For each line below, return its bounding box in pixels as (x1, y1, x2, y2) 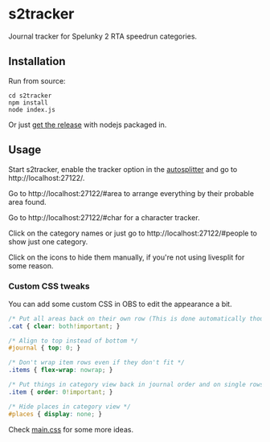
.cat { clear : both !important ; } (8, 322, 121, 330)
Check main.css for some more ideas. (8, 424, 134, 434)
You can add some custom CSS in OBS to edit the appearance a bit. (8, 299, 232, 309)
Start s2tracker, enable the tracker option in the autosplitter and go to (8, 164, 238, 174)
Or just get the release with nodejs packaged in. (8, 120, 167, 129)
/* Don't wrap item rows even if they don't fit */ (8, 358, 185, 366)
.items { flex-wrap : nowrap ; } (8, 366, 113, 374)
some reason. (8, 260, 54, 270)
